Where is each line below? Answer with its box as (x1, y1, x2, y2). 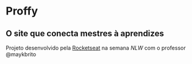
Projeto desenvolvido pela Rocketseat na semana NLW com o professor (5, 44, 187, 51)
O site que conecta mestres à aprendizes (5, 28, 164, 39)
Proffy (5, 4, 38, 18)
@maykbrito (5, 51, 37, 58)
